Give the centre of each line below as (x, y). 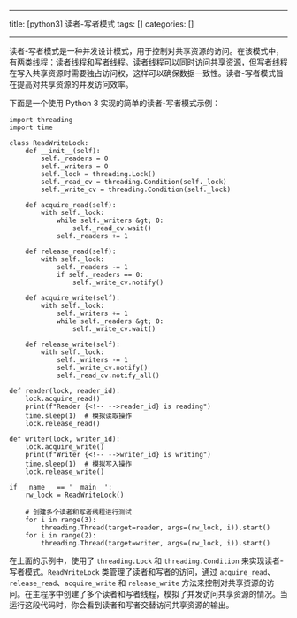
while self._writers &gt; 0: (110, 220)
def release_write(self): (73, 344)
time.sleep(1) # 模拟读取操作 (79, 416)
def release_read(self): (71, 251)
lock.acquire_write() (65, 447)
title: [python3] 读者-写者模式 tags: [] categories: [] (102, 24)
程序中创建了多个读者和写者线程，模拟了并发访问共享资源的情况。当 (164, 594)
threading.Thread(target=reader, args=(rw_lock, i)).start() (156, 528)
